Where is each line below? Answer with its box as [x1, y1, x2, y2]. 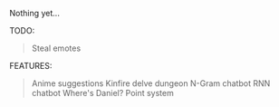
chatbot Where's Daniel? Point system [31, 88, 174, 98]
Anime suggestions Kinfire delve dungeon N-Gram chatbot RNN [31, 78, 271, 89]
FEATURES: [9, 61, 53, 71]
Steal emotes [31, 43, 82, 53]
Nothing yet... [9, 8, 61, 18]
